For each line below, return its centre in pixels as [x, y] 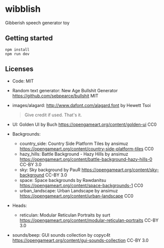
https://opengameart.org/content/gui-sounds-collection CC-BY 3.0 [80, 240]
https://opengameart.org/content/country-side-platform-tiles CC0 [87, 148]
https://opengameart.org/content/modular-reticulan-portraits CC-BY [89, 220]
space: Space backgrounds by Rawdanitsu [63, 180]
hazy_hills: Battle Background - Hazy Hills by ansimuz [74, 154]
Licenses [19, 69]
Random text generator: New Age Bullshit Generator [65, 90]
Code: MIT [23, 81]
